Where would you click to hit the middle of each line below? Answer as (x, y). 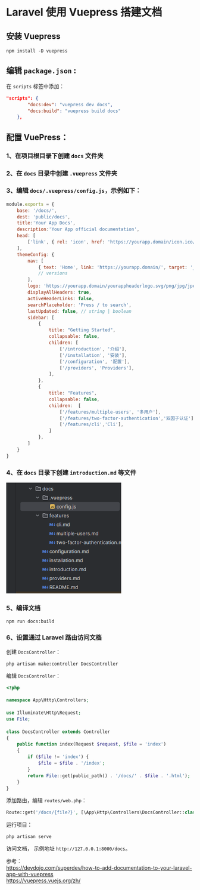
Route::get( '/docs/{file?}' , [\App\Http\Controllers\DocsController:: (96, 812)
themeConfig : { (36, 254)
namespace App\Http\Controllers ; (48, 700)
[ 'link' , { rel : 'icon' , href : (66, 242)
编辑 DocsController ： (34, 676)
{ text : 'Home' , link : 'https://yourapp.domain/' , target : (112, 267)
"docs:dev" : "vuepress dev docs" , (70, 104)
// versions (53, 273)
